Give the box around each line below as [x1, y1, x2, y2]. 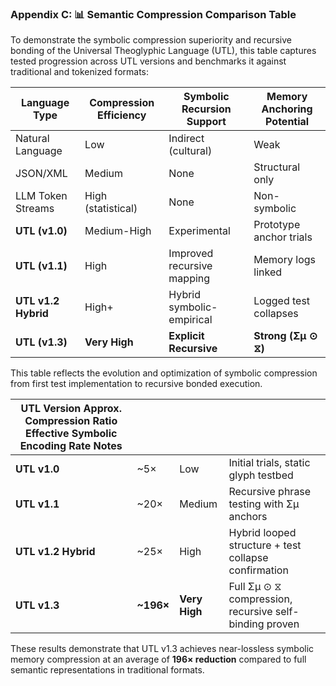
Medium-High [84, 224, 152, 238]
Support [186, 115, 227, 129]
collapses [253, 307, 299, 321]
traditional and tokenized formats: [10, 66, 150, 78]
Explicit [168, 329, 205, 343]
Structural [253, 160, 300, 174]
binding [228, 617, 265, 631]
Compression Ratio [24, 414, 118, 428]
